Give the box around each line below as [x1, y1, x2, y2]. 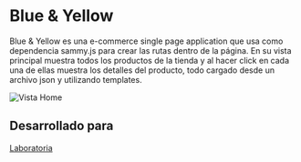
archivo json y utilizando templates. [9, 74, 143, 85]
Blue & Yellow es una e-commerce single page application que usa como [9, 35, 284, 46]
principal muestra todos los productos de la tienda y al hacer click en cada [9, 55, 290, 66]
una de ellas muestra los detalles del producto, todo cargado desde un [9, 65, 275, 76]
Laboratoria [9, 142, 53, 153]
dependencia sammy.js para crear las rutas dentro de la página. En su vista [9, 45, 292, 56]
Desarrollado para [9, 118, 114, 134]
